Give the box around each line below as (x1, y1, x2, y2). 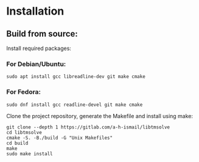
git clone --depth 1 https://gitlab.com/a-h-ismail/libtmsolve (6, 124, 170, 130)
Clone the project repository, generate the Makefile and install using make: (6, 112, 194, 119)
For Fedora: (6, 88, 41, 96)
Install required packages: (6, 44, 72, 52)
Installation (6, 4, 65, 18)
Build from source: (6, 29, 78, 39)
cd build (6, 140, 29, 146)
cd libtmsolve (6, 129, 43, 135)
